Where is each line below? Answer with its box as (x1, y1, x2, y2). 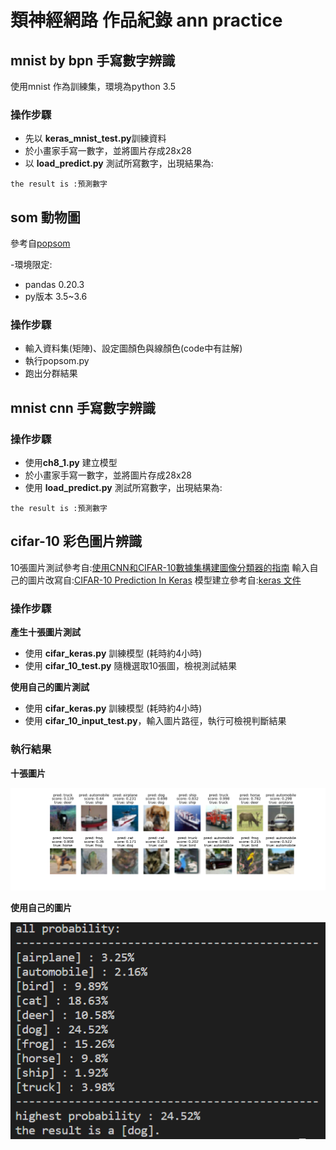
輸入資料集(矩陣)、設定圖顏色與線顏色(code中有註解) (24, 342, 243, 355)
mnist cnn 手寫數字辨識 (10, 399, 156, 416)
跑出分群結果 (24, 367, 78, 380)
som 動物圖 (10, 209, 81, 226)
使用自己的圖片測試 (10, 681, 90, 693)
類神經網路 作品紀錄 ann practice (10, 9, 283, 32)
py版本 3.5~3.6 (24, 291, 88, 303)
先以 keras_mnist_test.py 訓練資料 (24, 132, 167, 145)
